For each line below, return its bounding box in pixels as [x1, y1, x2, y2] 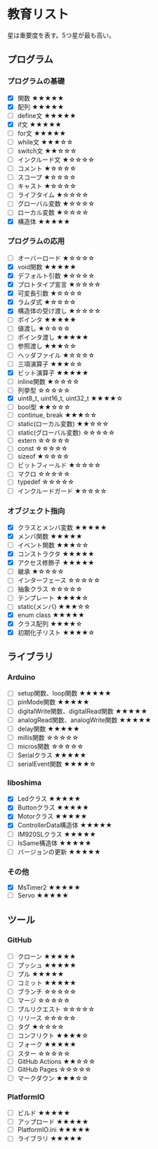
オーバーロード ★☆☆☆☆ [17, 254, 95, 262]
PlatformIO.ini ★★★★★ [17, 1126, 91, 1134]
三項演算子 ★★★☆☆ [17, 359, 83, 368]
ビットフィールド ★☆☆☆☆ [17, 461, 101, 470]
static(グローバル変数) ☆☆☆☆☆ [17, 428, 115, 437]
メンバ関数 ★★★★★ [17, 532, 83, 540]
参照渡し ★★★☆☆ [17, 342, 77, 350]
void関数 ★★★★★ [17, 262, 77, 271]
